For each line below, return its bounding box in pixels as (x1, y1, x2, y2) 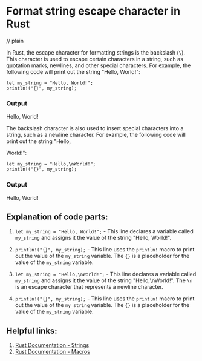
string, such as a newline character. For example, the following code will (6, 131, 186, 139)
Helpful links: (6, 325, 57, 336)
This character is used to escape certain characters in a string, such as (6, 55, 183, 62)
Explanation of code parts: (6, 211, 108, 222)
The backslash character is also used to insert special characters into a (6, 125, 184, 132)
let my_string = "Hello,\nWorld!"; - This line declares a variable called (15, 271, 197, 278)
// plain (6, 37, 24, 44)
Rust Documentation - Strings (15, 342, 90, 349)
